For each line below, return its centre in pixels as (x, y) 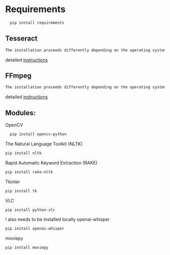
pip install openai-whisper (35, 229)
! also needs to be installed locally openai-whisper (57, 219)
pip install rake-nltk (29, 172)
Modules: (20, 113)
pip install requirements (37, 23)
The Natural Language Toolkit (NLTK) (44, 144)
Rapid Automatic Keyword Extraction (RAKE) (51, 163)
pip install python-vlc (30, 210)
